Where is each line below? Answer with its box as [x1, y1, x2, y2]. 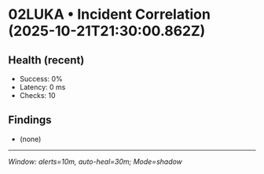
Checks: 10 [19, 91, 57, 100]
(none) [19, 134, 42, 143]
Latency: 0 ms [19, 82, 66, 92]
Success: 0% [19, 74, 63, 83]
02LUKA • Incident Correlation [8, 5, 211, 24]
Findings [8, 114, 53, 127]
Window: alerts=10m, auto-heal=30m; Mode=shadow [8, 157, 183, 166]
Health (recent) [8, 53, 85, 67]
